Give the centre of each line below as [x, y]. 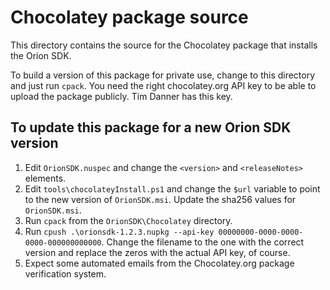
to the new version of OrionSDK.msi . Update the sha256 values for [160, 199]
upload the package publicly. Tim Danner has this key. [121, 96]
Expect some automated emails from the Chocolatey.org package [159, 263]
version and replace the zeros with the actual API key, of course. [157, 252]
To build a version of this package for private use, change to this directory [163, 75]
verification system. [65, 273]
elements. [45, 178]
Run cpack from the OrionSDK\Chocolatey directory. [128, 220]
